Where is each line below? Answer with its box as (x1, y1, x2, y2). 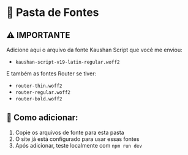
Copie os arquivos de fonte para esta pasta (15, 129, 124, 136)
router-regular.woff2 (15, 89, 70, 96)
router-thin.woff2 (15, 83, 62, 89)
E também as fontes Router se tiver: (6, 70, 97, 77)
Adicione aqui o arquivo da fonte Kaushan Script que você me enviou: (6, 46, 182, 53)
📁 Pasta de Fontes (6, 6, 99, 20)
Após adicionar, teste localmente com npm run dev (15, 142, 143, 149)
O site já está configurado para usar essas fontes (15, 135, 140, 143)
